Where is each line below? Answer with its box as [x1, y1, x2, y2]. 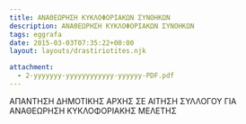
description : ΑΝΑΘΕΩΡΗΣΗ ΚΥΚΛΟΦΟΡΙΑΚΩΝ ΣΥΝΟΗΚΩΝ [9, 22, 195, 31]
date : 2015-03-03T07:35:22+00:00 [9, 38, 135, 48]
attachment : [9, 63, 54, 72]
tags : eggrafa [9, 30, 63, 39]
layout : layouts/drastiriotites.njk [9, 47, 146, 56]
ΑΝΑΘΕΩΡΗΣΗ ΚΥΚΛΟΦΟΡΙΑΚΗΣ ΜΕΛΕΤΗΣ [9, 105, 177, 116]
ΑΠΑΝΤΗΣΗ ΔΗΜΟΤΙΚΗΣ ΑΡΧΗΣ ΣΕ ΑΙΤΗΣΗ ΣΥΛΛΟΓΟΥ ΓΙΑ [9, 95, 237, 106]
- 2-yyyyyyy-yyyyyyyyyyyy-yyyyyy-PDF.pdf [17, 71, 175, 81]
